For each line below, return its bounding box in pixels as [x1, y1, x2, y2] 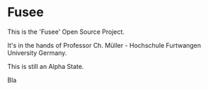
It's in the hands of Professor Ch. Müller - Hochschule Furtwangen [7, 41, 202, 49]
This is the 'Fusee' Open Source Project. [7, 27, 125, 36]
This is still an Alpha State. [7, 62, 84, 70]
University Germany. [7, 49, 67, 57]
